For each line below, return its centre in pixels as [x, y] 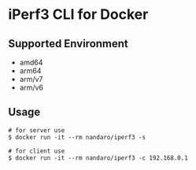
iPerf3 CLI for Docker [78, 15]
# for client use [37, 151]
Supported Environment [68, 44]
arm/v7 [31, 79]
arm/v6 [31, 87]
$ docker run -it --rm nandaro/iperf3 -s [77, 137]
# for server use [37, 130]
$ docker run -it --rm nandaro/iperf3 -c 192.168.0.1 [98, 158]
